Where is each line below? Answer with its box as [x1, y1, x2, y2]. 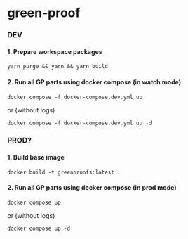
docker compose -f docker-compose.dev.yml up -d [7, 119, 152, 127]
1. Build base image [7, 153, 65, 162]
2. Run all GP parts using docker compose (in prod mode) [7, 183, 177, 192]
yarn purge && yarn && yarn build [7, 63, 109, 70]
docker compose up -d [7, 225, 71, 232]
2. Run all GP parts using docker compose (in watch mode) [7, 77, 182, 86]
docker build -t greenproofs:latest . [7, 169, 121, 176]
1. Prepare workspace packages [7, 47, 103, 56]
